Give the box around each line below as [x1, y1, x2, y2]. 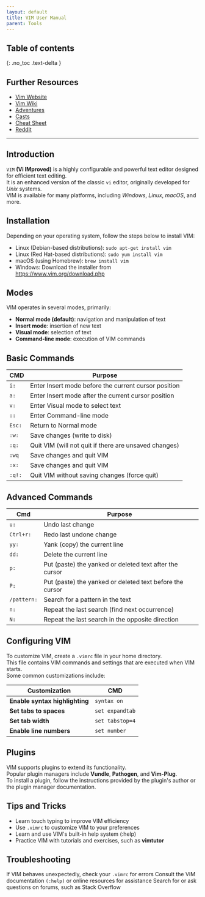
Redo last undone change [43, 530, 117, 539]
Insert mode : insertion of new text [15, 322, 102, 329]
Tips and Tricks [6, 801, 67, 811]
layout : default [6, 9, 48, 15]
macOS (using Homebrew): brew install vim [15, 257, 129, 264]
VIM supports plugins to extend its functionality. [6, 764, 127, 771]
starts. [6, 665, 23, 672]
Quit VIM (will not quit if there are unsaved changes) [30, 441, 179, 450]
